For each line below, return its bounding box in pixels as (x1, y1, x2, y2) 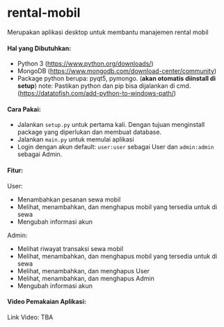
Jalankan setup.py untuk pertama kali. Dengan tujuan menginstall (17, 121, 205, 129)
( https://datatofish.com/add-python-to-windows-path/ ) (17, 89, 176, 98)
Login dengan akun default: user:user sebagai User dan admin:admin (17, 143, 214, 151)
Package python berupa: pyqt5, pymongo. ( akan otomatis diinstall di (17, 75, 216, 83)
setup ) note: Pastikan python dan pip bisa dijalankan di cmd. (17, 82, 191, 90)
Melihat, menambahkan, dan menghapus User (17, 266, 150, 275)
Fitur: (7, 166, 24, 174)
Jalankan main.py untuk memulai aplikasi (17, 135, 134, 144)
